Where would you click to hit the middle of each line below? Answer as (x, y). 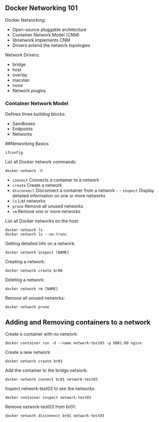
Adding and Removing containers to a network (78, 322)
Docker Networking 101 (41, 8)
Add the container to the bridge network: (47, 370)
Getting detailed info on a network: (40, 244)
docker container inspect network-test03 (48, 397)
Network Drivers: (22, 55)
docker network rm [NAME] (32, 289)
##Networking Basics (27, 144)
